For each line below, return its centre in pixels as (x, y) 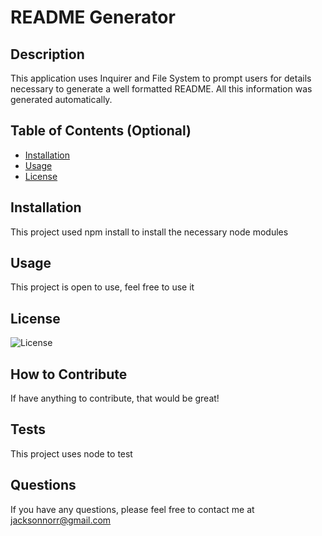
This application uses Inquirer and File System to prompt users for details (161, 78)
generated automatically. (61, 99)
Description (47, 54)
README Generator (93, 17)
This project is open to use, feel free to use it (102, 287)
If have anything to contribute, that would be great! (115, 398)
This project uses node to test (71, 453)
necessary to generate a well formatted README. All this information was (161, 89)
